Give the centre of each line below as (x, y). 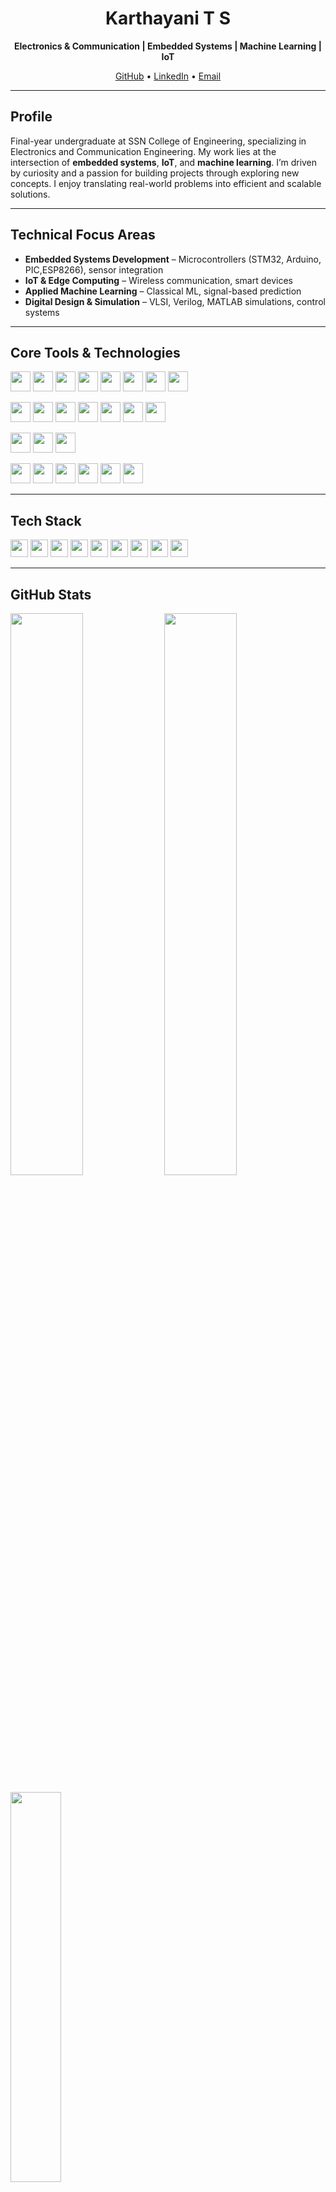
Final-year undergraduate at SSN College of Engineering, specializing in (158, 141)
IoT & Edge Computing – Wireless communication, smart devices (158, 280)
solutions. (30, 194)
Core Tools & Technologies (95, 352)
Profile (31, 117)
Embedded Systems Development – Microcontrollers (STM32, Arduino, (173, 259)
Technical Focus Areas (83, 235)
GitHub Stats (51, 594)
